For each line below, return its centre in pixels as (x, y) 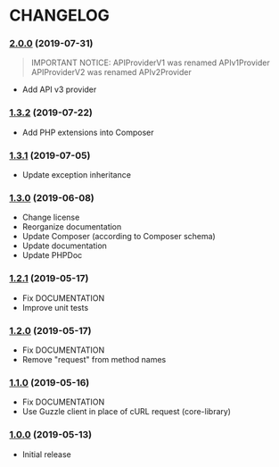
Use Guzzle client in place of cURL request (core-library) (127, 412)
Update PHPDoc (52, 255)
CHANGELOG (59, 16)
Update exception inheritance (77, 175)
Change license (51, 217)
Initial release (46, 454)
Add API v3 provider (59, 89)
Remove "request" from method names (94, 359)
